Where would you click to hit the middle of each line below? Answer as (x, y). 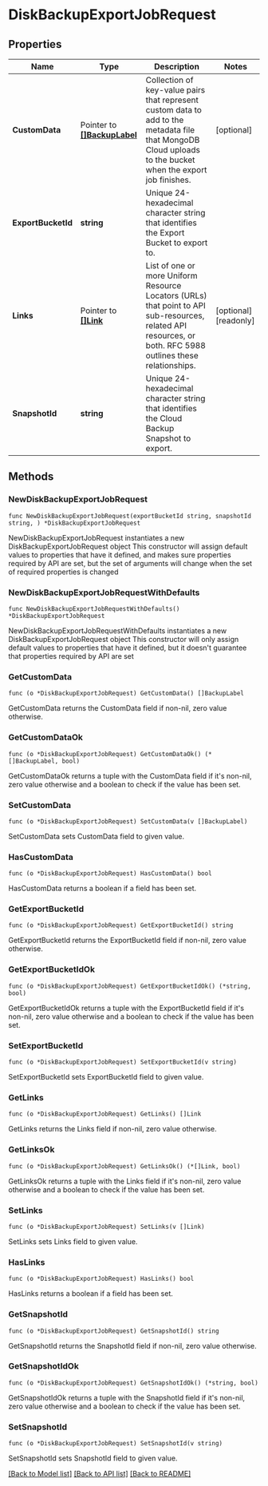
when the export (176, 170)
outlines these (172, 355)
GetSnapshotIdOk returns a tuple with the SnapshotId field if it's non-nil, (127, 1397)
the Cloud (164, 418)
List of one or (170, 265)
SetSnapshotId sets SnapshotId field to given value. (93, 1458)
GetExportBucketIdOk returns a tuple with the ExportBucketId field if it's (126, 1008)
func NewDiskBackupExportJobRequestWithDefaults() (94, 608)
